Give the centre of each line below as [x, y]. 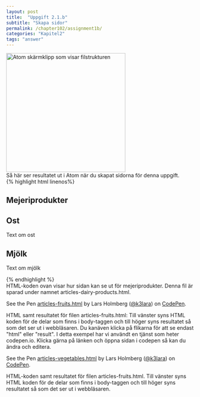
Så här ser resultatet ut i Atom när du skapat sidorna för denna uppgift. [93, 175]
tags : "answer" [25, 39]
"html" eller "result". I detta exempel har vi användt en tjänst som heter [93, 335]
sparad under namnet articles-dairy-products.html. [68, 292]
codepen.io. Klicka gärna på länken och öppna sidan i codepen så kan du [96, 340]
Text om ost [21, 235]
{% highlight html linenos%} [40, 182]
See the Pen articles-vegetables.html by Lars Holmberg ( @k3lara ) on [91, 358]
